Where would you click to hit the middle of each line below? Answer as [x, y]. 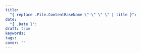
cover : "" [16, 43]
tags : [11, 38]
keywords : [16, 33]
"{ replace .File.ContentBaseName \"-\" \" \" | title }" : [73, 15]
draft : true [18, 29]
